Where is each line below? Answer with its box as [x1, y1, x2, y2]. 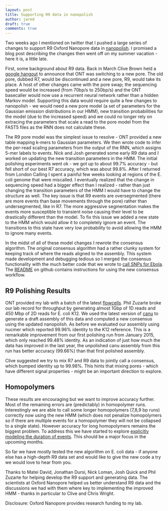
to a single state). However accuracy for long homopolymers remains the [5, 423, 156, 429]
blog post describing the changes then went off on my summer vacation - [5, 51, 158, 57]
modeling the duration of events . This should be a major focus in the [5, 433, 146, 440]
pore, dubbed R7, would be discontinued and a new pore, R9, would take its [5, 76, 161, 82]
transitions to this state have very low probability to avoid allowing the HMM [5, 225, 162, 231]
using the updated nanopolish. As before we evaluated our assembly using [5, 321, 159, 327]
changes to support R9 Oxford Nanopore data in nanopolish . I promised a [5, 45, 157, 51]
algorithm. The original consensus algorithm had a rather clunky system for [5, 245, 160, 251]
